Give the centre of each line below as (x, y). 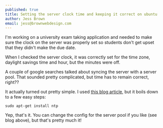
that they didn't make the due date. (41, 48)
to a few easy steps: (25, 97)
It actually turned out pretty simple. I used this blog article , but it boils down (82, 92)
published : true (22, 10)
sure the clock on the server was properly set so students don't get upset (80, 43)
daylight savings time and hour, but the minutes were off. (63, 62)
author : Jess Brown (25, 19)
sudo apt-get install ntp (32, 106)
